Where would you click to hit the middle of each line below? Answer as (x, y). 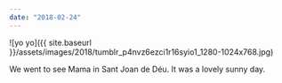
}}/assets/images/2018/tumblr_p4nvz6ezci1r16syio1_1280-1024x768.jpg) (141, 52)
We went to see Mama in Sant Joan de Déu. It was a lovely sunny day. (137, 69)
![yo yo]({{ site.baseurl (50, 42)
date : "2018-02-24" (45, 17)
